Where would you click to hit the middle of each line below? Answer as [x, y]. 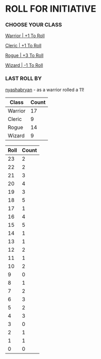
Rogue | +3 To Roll [24, 55]
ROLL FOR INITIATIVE [51, 9]
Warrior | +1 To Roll [25, 36]
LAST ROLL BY [23, 78]
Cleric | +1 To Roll [23, 46]
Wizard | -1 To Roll [24, 65]
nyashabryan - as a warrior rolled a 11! [45, 89]
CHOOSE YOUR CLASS [34, 25]
